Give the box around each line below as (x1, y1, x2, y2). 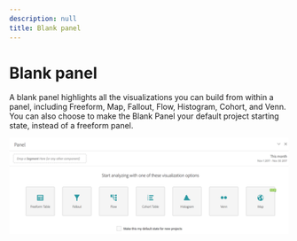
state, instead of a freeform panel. (9, 120, 134, 131)
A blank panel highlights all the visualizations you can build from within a (9, 92, 274, 103)
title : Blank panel (9, 23, 82, 33)
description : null (9, 14, 77, 23)
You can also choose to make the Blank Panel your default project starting (9, 111, 279, 121)
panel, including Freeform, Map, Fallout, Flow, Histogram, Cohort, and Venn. (9, 102, 286, 113)
